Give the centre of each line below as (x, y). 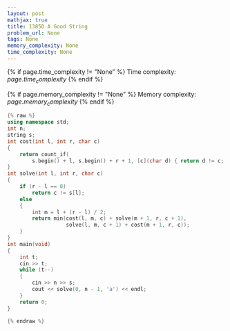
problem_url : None (33, 33)
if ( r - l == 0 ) (43, 187)
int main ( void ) (29, 244)
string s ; (21, 135)
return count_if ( (45, 154)
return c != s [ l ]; (58, 193)
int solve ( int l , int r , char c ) (55, 173)
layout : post (26, 13)
